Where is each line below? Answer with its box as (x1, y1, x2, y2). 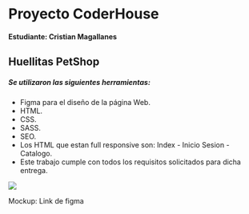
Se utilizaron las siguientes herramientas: (8, 77, 151, 87)
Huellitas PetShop (8, 55, 100, 69)
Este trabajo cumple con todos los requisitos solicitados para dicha (19, 157, 242, 167)
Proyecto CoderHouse (8, 5, 159, 23)
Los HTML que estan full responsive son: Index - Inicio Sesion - (19, 140, 230, 150)
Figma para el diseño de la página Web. (19, 98, 151, 107)
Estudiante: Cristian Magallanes (8, 31, 118, 41)
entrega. (19, 166, 48, 176)
